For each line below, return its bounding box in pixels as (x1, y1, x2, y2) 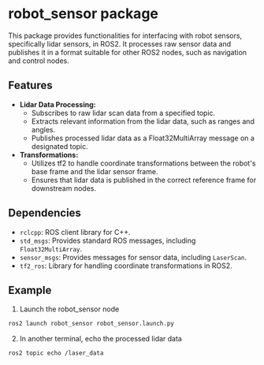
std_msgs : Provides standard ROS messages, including (19, 236, 196, 245)
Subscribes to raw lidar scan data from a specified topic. (31, 108, 216, 117)
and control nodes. (8, 56, 69, 65)
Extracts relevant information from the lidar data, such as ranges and (31, 116, 255, 126)
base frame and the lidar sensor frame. (31, 166, 158, 176)
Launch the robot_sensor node (19, 304, 120, 314)
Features (8, 79, 53, 92)
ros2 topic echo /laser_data (8, 349, 104, 357)
